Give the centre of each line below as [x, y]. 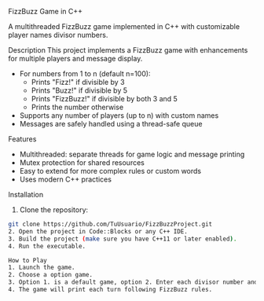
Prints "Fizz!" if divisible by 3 [78, 82]
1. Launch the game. [42, 268]
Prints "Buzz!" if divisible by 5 [79, 90]
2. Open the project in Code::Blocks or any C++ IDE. [98, 231]
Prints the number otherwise [77, 107]
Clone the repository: [54, 210]
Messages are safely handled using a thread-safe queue [111, 124]
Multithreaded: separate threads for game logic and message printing [132, 154]
